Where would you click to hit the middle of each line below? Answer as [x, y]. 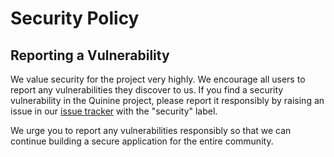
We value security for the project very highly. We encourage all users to [158, 79]
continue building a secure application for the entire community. [142, 141]
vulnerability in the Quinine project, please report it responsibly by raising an [167, 100]
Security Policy [75, 18]
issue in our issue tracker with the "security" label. [114, 111]
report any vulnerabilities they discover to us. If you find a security [147, 90]
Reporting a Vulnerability [90, 55]
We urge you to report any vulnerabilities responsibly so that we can [151, 130]
